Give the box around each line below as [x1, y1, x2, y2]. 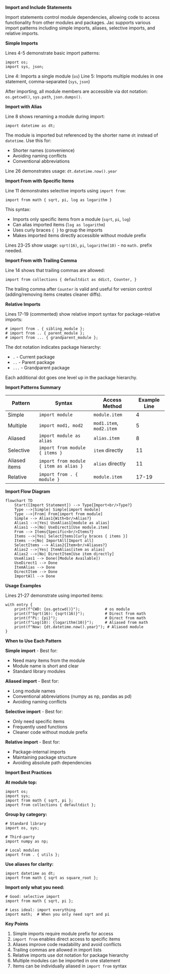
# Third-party [5, 834, 35, 839]
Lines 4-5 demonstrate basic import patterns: [5, 50, 100, 56]
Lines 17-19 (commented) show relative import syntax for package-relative [5, 311, 160, 317]
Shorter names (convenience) [12, 147, 75, 153]
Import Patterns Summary [5, 384, 61, 390]
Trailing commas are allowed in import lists [12, 947, 102, 953]
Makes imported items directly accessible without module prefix [12, 232, 147, 238]
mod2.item [93, 426, 117, 431]
